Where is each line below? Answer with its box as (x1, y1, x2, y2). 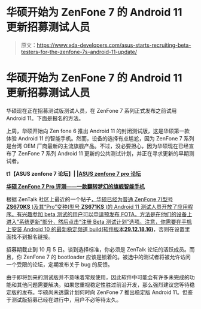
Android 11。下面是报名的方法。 (6, 115, 84, 122)
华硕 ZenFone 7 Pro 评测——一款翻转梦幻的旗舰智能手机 (6, 182, 145, 190)
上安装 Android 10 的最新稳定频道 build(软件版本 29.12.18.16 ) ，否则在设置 (6, 226, 185, 233)
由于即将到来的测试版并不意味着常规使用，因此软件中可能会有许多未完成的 (6, 274, 190, 281)
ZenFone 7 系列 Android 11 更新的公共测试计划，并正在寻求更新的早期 (17, 149, 190, 157)
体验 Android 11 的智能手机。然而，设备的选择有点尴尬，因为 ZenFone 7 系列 (6, 134, 194, 142)
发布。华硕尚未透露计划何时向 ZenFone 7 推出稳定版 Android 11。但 (22, 289, 188, 296)
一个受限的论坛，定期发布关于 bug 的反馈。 (6, 260, 114, 268)
